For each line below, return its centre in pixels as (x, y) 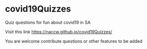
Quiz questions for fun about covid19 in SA (48, 22)
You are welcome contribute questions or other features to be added (74, 41)
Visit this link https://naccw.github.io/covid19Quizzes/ (59, 32)
